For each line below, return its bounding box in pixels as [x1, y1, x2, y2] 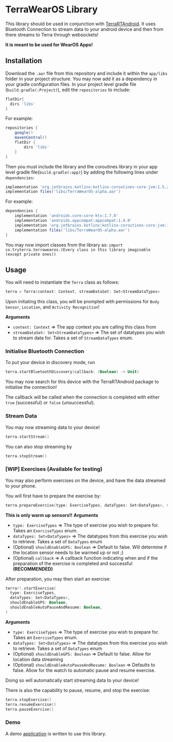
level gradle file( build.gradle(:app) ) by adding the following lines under [5, 169, 159, 175]
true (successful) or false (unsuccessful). [5, 400, 95, 406]
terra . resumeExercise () [5, 702, 57, 707]
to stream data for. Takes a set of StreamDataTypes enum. [12, 335, 133, 341]
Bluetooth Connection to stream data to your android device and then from [5, 26, 164, 32]
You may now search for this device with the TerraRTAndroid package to [5, 378, 159, 385]
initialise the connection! [5, 384, 57, 390]
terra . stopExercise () [5, 697, 52, 702]
